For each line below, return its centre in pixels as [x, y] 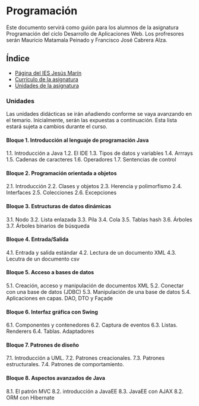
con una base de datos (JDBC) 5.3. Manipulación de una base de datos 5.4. [99, 292]
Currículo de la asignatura [46, 79]
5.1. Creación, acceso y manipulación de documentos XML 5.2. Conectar [95, 286]
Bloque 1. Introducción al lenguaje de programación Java [78, 140]
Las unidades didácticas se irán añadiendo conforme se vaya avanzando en [99, 114]
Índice [18, 58]
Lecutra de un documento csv [43, 259]
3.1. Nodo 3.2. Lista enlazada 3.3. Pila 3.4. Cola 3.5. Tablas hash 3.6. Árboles [99, 219]
